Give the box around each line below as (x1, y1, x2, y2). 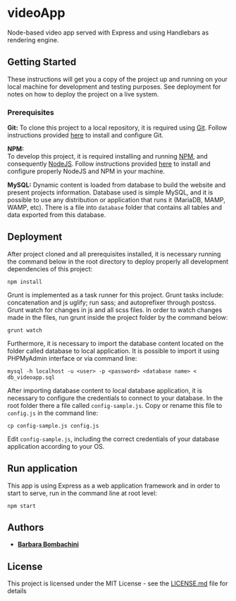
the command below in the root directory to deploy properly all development (7, 257, 229, 266)
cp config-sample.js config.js (7, 422, 99, 429)
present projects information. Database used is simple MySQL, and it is (7, 188, 213, 197)
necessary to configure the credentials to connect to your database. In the (7, 393, 223, 402)
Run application (7, 463, 78, 475)
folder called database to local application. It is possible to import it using (7, 347, 220, 355)
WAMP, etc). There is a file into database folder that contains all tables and (7, 203, 223, 212)
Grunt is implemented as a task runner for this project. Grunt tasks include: (7, 290, 224, 299)
